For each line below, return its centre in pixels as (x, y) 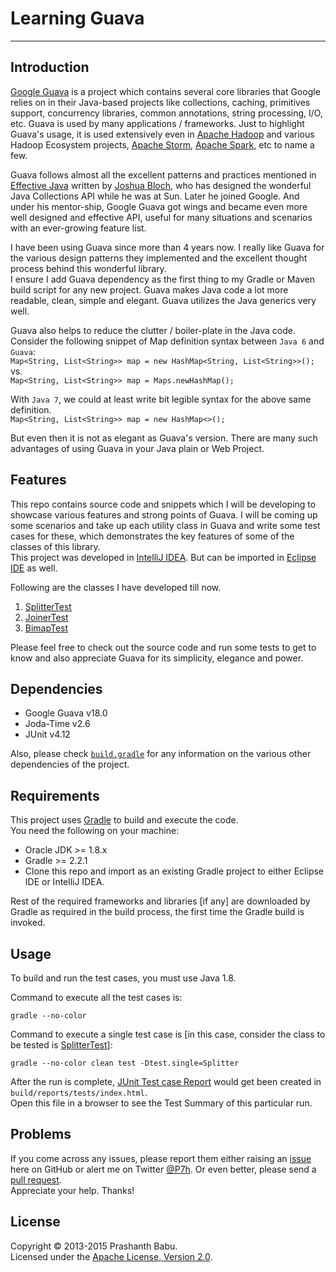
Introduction (50, 67)
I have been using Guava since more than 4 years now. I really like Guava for (167, 247)
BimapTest (46, 628)
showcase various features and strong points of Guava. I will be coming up (164, 514)
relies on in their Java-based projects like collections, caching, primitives (160, 102)
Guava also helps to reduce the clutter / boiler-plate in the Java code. (153, 330)
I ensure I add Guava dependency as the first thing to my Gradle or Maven (162, 279)
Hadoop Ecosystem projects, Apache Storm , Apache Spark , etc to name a (162, 144)
